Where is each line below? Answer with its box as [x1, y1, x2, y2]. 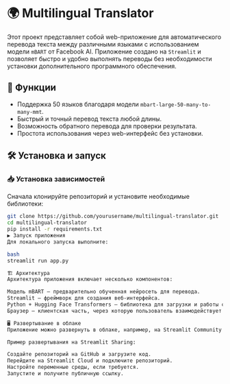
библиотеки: [7, 200, 43, 208]
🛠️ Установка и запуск [7, 150, 106, 162]
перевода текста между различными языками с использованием [7, 40, 200, 48]
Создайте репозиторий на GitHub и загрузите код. [7, 351, 152, 358]
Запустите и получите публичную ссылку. [7, 370, 125, 377]
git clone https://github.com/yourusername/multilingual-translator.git [7, 213, 219, 220]
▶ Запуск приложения [7, 232, 66, 239]
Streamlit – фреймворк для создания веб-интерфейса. [7, 295, 161, 302]
